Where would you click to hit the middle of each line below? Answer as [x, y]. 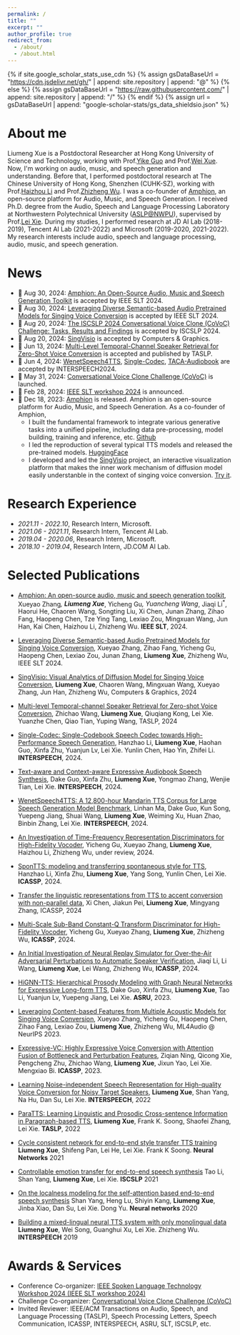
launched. [32, 384]
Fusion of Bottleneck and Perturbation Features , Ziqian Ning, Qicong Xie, [125, 1056]
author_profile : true [40, 34]
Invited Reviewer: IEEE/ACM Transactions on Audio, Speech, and [113, 1309]
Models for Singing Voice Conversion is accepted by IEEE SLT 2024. [118, 316]
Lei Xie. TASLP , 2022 [49, 1129]
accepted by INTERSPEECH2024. [67, 369]
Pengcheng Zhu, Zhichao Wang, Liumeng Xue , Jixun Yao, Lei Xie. [115, 1063]
